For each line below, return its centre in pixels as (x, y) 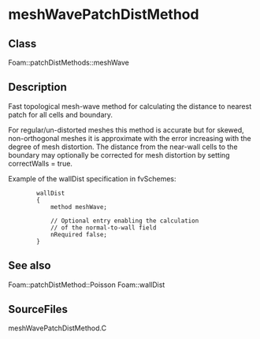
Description (37, 87)
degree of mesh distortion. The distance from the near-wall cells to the (123, 147)
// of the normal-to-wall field (103, 227)
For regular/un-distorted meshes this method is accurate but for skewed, (126, 130)
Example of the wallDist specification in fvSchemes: (92, 178)
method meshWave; (79, 207)
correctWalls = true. (41, 163)
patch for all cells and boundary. (60, 114)
